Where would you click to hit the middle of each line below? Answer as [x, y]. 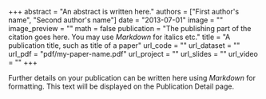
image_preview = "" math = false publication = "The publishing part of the [130, 28]
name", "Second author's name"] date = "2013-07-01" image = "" [116, 20]
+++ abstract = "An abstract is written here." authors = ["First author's [124, 12]
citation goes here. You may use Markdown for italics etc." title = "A [119, 37]
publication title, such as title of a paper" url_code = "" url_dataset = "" [124, 46]
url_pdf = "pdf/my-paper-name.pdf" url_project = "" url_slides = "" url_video [133, 54]
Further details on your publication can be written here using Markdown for [132, 78]
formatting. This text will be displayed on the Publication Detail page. [121, 86]
